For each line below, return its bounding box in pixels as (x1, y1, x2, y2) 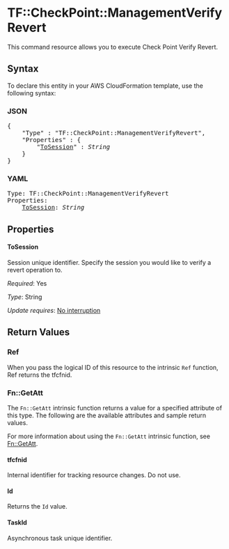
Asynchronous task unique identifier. (7, 534, 113, 542)
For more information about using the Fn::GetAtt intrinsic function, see (7, 432, 211, 440)
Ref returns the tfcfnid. (7, 371, 72, 379)
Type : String (7, 293, 42, 301)
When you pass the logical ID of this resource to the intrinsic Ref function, (7, 363, 219, 371)
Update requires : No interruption (7, 306, 101, 314)
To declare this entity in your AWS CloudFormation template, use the (7, 82, 203, 90)
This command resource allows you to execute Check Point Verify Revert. (7, 42, 218, 51)
